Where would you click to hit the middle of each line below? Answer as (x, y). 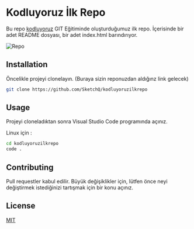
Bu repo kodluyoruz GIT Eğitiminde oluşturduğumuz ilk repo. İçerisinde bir (95, 29)
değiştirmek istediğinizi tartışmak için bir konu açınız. (70, 188)
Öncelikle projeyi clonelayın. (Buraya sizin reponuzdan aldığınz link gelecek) (97, 78)
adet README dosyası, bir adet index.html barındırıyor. (72, 34)
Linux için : (19, 133)
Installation (27, 65)
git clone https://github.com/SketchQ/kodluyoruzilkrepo (77, 89)
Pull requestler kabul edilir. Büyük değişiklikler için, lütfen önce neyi (87, 181)
